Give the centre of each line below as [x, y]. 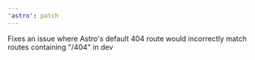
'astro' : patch [33, 16]
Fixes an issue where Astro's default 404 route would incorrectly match [127, 38]
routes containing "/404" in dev [61, 47]
